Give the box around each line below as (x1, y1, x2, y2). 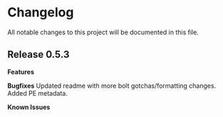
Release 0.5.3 (7, 49, 70, 61)
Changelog (7, 4, 74, 21)
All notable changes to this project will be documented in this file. (7, 28, 199, 36)
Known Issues (7, 103, 51, 111)
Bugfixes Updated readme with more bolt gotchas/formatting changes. (7, 81, 217, 90)
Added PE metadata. (7, 88, 68, 97)
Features (7, 67, 34, 76)
